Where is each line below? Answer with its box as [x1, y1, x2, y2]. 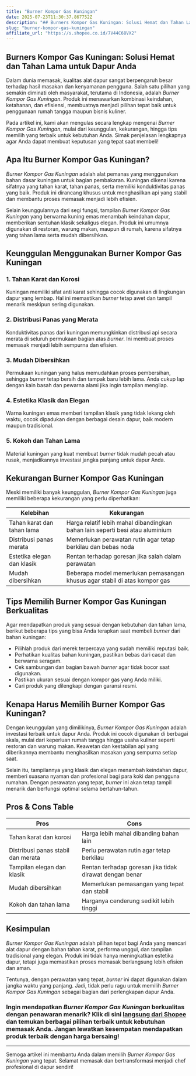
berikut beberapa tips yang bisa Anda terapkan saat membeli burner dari [6, 627, 181, 634]
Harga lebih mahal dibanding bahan [81, 829, 179, 838]
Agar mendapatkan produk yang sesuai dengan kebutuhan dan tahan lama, [6, 621, 187, 628]
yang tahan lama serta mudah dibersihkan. [6, 231, 109, 238]
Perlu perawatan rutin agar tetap [81, 846, 171, 854]
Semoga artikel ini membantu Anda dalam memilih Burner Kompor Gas [6, 1051, 176, 1058]
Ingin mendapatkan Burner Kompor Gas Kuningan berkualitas [6, 1003, 185, 1011]
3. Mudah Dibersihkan [6, 356, 70, 364]
